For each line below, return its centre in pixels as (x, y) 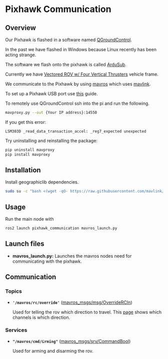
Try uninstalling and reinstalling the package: (51, 140)
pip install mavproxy (28, 154)
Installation (23, 170)
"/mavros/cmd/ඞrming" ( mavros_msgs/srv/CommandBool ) (71, 341)
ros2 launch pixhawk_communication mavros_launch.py (61, 228)
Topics (14, 291)
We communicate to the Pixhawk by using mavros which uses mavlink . (78, 84)
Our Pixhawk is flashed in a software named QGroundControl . (69, 40)
